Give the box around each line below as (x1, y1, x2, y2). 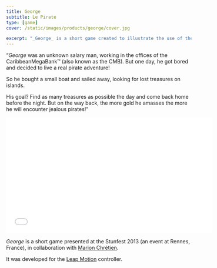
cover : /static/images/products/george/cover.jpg (6, 25, 131, 31)
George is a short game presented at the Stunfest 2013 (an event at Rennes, (6, 238, 190, 245)
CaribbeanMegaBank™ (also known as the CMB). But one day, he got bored (6, 58, 189, 65)
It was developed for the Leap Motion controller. (6, 256, 122, 263)
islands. (6, 82, 25, 89)
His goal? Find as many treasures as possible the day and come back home (6, 93, 189, 101)
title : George (6, 8, 41, 15)
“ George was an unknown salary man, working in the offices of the (6, 52, 168, 59)
